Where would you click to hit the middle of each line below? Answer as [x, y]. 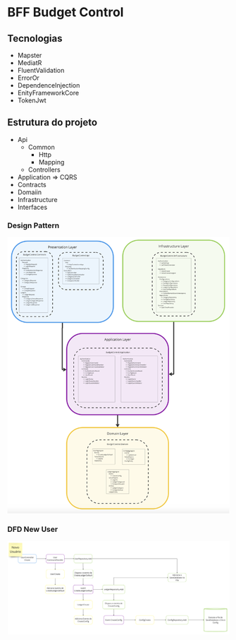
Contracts [32, 184]
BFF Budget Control [66, 12]
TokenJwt [32, 100]
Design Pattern [33, 225]
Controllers [44, 170]
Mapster [30, 55]
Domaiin [30, 192]
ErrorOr [29, 78]
